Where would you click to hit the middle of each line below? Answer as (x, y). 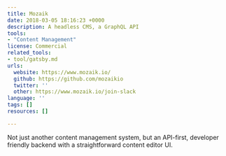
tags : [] (20, 105)
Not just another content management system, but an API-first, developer (113, 137)
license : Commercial (37, 46)
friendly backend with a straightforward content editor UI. (90, 145)
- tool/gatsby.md (33, 59)
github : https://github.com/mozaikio (69, 79)
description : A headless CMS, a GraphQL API (73, 27)
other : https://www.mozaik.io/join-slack (75, 92)
